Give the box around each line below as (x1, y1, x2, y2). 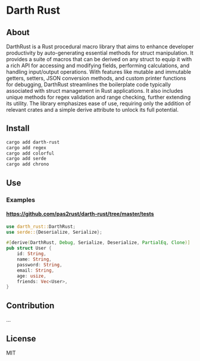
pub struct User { (6, 245, 52, 252)
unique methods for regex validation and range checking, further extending (6, 93, 191, 101)
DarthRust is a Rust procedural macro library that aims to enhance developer (6, 43, 194, 50)
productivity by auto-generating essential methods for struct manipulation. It (6, 49, 193, 56)
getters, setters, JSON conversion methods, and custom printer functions (6, 75, 186, 81)
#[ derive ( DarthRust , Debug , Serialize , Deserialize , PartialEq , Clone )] (6, 240, 190, 246)
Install (6, 123, 30, 134)
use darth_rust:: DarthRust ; (6, 224, 76, 230)
